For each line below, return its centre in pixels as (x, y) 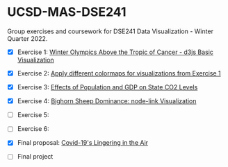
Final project (35, 157)
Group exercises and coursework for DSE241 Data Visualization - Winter (111, 31)
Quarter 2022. (27, 38)
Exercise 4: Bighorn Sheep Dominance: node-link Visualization (107, 101)
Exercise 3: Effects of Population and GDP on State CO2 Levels (107, 87)
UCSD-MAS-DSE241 (67, 12)
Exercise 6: (33, 129)
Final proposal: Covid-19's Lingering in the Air (82, 143)
